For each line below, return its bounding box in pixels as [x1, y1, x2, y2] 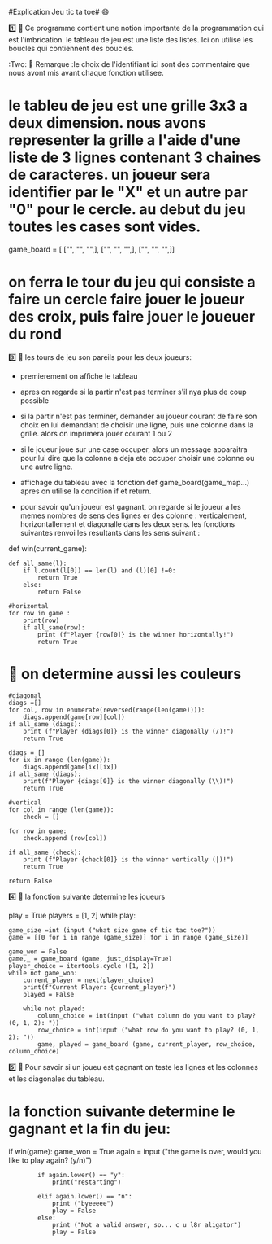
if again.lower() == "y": [37, 1171, 126, 1179]
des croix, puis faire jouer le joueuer [8, 308, 256, 326]
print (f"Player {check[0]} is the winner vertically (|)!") [23, 855, 234, 864]
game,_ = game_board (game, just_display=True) [8, 954, 173, 963]
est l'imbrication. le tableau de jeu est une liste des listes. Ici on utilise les [8, 35, 253, 44]
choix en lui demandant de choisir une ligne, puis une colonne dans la [19, 419, 254, 430]
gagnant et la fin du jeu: [8, 1119, 171, 1138]
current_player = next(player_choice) [23, 976, 154, 984]
